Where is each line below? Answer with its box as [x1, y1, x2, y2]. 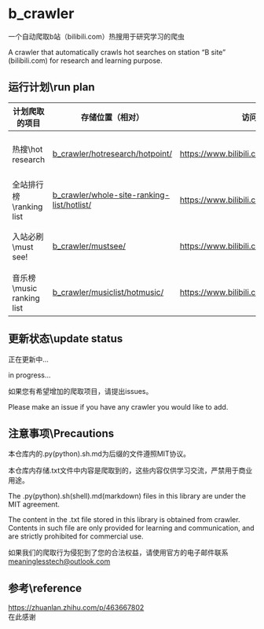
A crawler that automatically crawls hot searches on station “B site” [8, 47, 226, 57]
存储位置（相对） [80, 112, 144, 123]
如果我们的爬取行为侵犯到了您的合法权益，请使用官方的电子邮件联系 [8, 548, 229, 557]
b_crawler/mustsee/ [52, 241, 126, 252]
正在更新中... [8, 355, 49, 364]
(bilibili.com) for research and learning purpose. [8, 56, 163, 65]
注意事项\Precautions [8, 426, 115, 440]
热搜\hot [12, 143, 43, 154]
